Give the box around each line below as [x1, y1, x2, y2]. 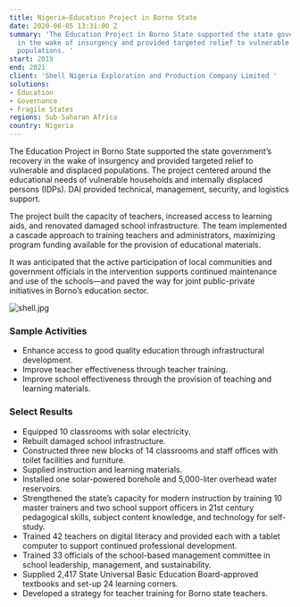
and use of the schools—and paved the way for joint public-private [9, 276, 255, 286]
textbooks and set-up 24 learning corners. [21, 578, 179, 589]
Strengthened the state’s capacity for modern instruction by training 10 [21, 492, 283, 503]
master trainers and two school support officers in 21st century [21, 502, 254, 513]
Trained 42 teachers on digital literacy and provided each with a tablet [21, 530, 281, 542]
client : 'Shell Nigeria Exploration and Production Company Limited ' [9, 72, 278, 81]
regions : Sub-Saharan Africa [9, 113, 118, 122]
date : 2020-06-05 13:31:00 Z [9, 21, 118, 30]
